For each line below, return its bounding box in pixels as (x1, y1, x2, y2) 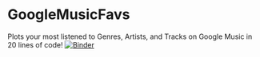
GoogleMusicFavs (7, 6, 130, 24)
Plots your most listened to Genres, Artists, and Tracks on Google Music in (7, 32, 253, 41)
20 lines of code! (7, 40, 63, 49)
